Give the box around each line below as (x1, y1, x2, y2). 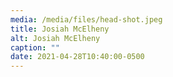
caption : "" (10, 42, 60, 53)
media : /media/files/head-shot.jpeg (10, 14, 163, 25)
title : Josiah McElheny (10, 24, 110, 34)
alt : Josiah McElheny (10, 33, 101, 43)
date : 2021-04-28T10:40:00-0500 (10, 52, 145, 62)
